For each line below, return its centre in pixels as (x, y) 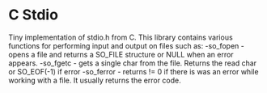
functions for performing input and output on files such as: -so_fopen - (127, 45)
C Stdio (34, 15)
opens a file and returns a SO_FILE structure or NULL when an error (121, 54)
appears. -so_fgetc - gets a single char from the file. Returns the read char (133, 63)
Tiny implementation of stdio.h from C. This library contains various (121, 37)
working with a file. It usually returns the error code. (95, 80)
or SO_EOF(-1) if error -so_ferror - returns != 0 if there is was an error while (133, 71)
